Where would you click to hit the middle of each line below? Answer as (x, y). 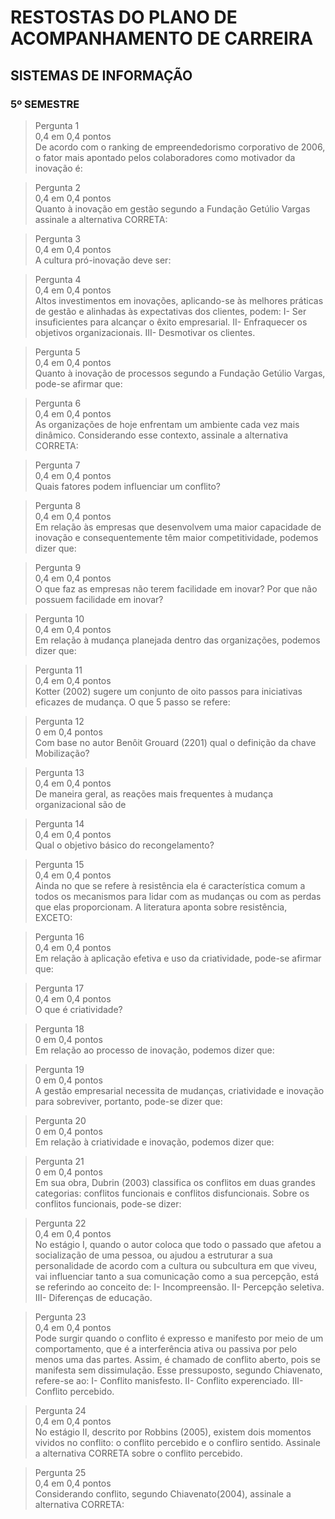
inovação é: (58, 168)
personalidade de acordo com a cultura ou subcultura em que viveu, (175, 1265)
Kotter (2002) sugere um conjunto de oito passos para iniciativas (168, 691)
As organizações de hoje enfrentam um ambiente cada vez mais (167, 424)
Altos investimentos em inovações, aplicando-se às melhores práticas (179, 300)
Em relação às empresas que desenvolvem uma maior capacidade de (178, 527)
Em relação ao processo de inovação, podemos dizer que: (154, 1050)
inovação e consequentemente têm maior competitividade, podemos (176, 537)
